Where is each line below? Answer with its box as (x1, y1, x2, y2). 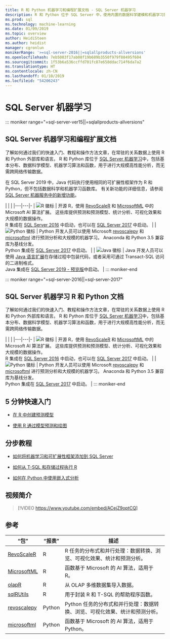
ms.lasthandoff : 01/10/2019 (5, 74, 65, 79)
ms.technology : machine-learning (5, 21, 76, 27)
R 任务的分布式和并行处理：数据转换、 (65, 547, 156, 554)
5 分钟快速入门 (5, 397, 52, 406)
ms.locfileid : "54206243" (5, 78, 60, 83)
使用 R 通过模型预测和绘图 (12, 423, 67, 429)
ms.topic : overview (5, 31, 47, 36)
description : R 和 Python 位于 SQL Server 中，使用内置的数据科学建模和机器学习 (5, 12, 164, 17)
